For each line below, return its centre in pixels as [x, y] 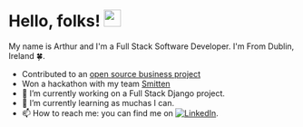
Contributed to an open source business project [111, 73]
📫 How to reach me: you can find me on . [120, 112]
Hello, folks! [54, 21]
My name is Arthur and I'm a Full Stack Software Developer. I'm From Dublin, [151, 46]
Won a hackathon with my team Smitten [96, 83]
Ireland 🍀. [27, 55]
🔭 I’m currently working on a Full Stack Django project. [123, 93]
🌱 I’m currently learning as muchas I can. [98, 103]
